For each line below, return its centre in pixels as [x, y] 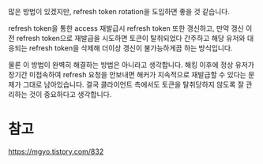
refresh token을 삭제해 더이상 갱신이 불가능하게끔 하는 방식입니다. [131, 48]
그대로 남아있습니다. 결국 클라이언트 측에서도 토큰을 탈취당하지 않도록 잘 [133, 84]
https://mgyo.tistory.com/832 [56, 151]
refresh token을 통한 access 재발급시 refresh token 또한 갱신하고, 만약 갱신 [126, 28]
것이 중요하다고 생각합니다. [70, 94]
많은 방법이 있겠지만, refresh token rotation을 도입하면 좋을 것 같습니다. [119, 11]
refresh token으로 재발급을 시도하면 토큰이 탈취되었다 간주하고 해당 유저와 [131, 38]
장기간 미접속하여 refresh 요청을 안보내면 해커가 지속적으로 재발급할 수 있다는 [127, 75]
